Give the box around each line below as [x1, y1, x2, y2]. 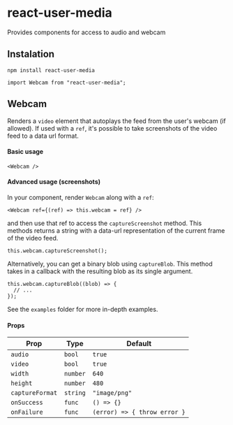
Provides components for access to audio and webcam [7, 28, 166, 36]
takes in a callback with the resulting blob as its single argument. [7, 267, 193, 275]
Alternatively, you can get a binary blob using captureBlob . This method [7, 259, 213, 268]
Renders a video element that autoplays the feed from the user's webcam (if [7, 117, 226, 125]
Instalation [7, 48, 54, 60]
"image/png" [92, 389, 133, 397]
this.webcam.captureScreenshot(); [7, 247, 108, 254]
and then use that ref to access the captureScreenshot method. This [7, 219, 202, 227]
